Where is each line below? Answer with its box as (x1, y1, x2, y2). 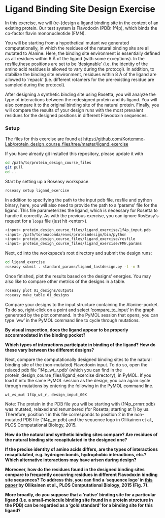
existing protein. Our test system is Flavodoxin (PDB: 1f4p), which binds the (5, 25, 158, 31)
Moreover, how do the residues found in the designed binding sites (5, 466, 145, 472)
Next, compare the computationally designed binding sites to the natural (5, 357, 152, 362)
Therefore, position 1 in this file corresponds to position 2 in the (5, 411, 134, 417)
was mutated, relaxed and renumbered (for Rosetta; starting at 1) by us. (5, 406, 150, 412)
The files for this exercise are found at (5, 136, 82, 142)
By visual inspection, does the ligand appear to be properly (5, 327, 129, 333)
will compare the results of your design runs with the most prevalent (5, 107, 144, 113)
